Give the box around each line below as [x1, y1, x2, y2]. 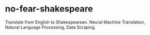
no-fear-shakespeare [5, 3, 93, 14]
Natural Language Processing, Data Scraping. [5, 24, 96, 30]
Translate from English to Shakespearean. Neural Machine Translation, [5, 19, 146, 25]
